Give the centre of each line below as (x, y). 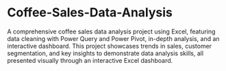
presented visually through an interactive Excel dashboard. (90, 60)
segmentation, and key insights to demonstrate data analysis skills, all (105, 53)
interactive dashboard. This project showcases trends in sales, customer (110, 46)
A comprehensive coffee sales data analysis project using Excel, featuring (111, 31)
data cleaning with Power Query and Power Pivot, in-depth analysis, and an (114, 38)
